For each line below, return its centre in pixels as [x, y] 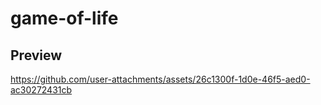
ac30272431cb [41, 90]
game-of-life [64, 18]
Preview [36, 55]
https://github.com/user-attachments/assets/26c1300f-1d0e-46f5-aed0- [160, 79]
